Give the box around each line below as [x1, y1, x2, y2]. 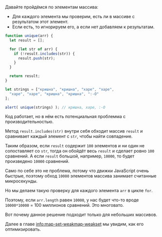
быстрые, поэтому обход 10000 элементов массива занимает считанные [5, 173, 157, 179]
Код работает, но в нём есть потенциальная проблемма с [5, 114, 126, 119]
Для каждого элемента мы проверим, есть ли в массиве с [12, 14, 135, 19]
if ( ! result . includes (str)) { [14, 51, 75, 56]
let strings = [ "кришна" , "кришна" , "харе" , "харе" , [5, 87, 114, 92]
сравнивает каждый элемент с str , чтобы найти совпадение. [5, 134, 133, 139]
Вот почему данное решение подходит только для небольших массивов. [5, 212, 157, 217]
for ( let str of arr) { [9, 46, 57, 52]
